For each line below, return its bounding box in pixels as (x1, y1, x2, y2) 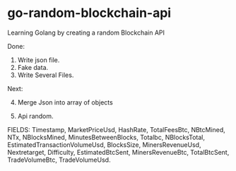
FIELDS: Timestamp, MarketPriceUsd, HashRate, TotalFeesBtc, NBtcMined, (7, 125, 226, 134)
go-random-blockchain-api (7, 5, 172, 21)
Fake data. (17, 63, 49, 71)
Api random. (17, 112, 54, 120)
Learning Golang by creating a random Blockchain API (7, 28, 165, 37)
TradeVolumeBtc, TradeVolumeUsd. (7, 155, 111, 164)
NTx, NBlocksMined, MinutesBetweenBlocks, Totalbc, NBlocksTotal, (7, 133, 205, 141)
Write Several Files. (17, 71, 74, 79)
